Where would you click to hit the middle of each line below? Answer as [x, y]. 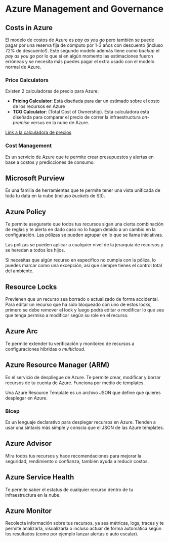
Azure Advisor [29, 444]
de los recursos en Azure [39, 106]
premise [21, 123]
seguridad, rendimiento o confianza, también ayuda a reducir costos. [77, 461]
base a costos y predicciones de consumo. [50, 162]
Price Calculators [27, 80]
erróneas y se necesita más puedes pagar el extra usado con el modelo [80, 61]
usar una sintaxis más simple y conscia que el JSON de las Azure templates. [85, 427]
